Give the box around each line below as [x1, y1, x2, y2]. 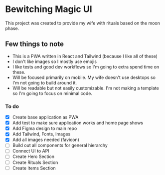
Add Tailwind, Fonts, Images [12, 131, 71, 137]
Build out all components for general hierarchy [12, 142, 108, 148]
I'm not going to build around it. [12, 79, 77, 85]
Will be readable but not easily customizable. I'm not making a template [12, 85, 160, 91]
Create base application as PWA [12, 114, 79, 120]
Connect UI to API [12, 148, 49, 154]
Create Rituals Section [12, 159, 58, 165]
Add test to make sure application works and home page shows [12, 120, 144, 126]
